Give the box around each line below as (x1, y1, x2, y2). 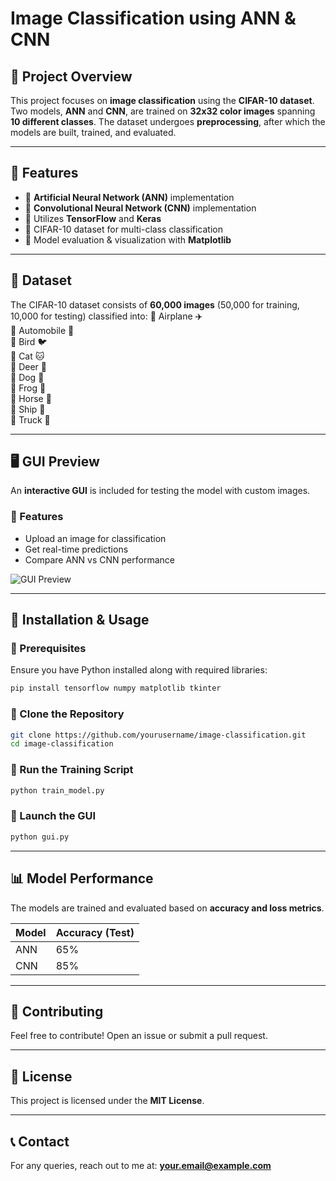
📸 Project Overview (10, 68, 133, 85)
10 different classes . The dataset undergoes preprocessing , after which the (10, 116, 326, 127)
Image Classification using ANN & (10, 7, 297, 30)
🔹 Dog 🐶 (10, 371, 45, 383)
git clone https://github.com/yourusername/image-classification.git (10, 730, 307, 740)
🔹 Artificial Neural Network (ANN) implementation (24, 191, 235, 203)
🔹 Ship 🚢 (10, 403, 46, 415)
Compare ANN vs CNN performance (24, 553, 175, 566)
